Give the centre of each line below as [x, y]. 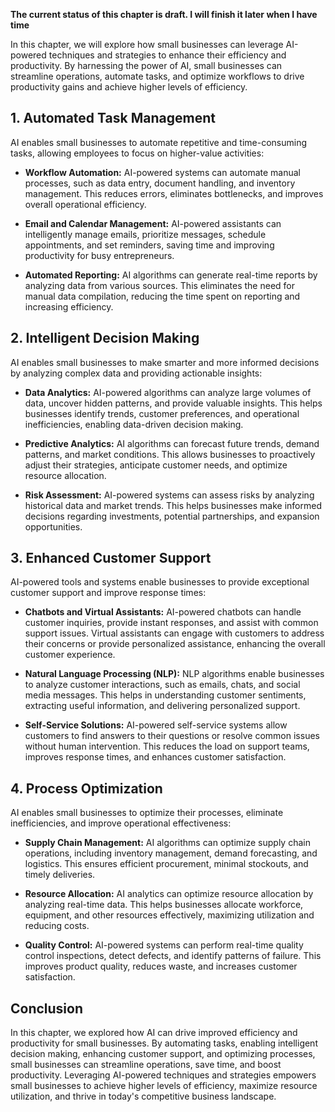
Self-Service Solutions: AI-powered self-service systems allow [156, 725]
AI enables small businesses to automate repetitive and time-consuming [158, 142]
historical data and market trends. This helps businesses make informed [173, 505]
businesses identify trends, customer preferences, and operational [162, 413]
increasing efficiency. [69, 306]
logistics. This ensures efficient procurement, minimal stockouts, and [166, 864]
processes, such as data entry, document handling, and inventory [160, 183]
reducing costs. [57, 926]
